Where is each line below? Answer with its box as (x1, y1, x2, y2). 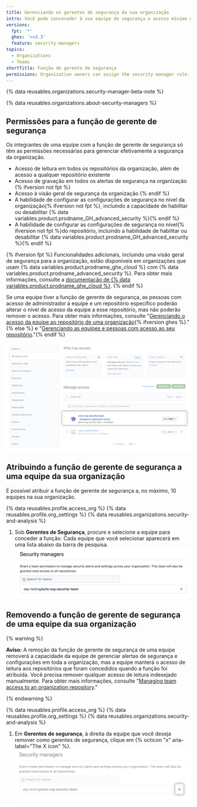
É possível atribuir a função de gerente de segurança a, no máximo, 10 (6, 487, 176, 494)
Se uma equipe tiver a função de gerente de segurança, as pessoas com (6, 294, 182, 301)
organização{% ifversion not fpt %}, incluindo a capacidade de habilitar (14, 202, 188, 209)
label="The (14, 742, 42, 750)
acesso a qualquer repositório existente (14, 171, 110, 178)
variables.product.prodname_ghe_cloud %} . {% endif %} (6, 282, 144, 290)
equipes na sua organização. (6, 493, 76, 500)
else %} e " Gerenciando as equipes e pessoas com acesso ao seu (14, 325, 175, 332)
